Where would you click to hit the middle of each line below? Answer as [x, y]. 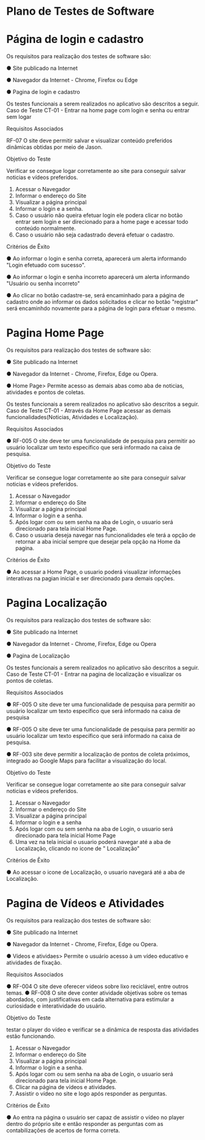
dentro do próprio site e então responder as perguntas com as [85, 1123]
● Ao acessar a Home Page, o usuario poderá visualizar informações [94, 572]
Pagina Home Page [55, 333]
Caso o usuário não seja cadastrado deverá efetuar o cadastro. [95, 235]
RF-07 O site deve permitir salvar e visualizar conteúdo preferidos [89, 141]
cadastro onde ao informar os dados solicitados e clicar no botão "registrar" [102, 302]
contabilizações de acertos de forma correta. [63, 1130]
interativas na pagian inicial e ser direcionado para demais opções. [91, 579]
